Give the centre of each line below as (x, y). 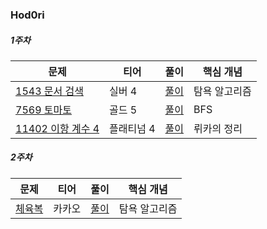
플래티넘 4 (132, 128)
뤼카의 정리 (218, 128)
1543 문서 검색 (49, 91)
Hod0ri (27, 15)
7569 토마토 (43, 110)
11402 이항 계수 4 (57, 128)
